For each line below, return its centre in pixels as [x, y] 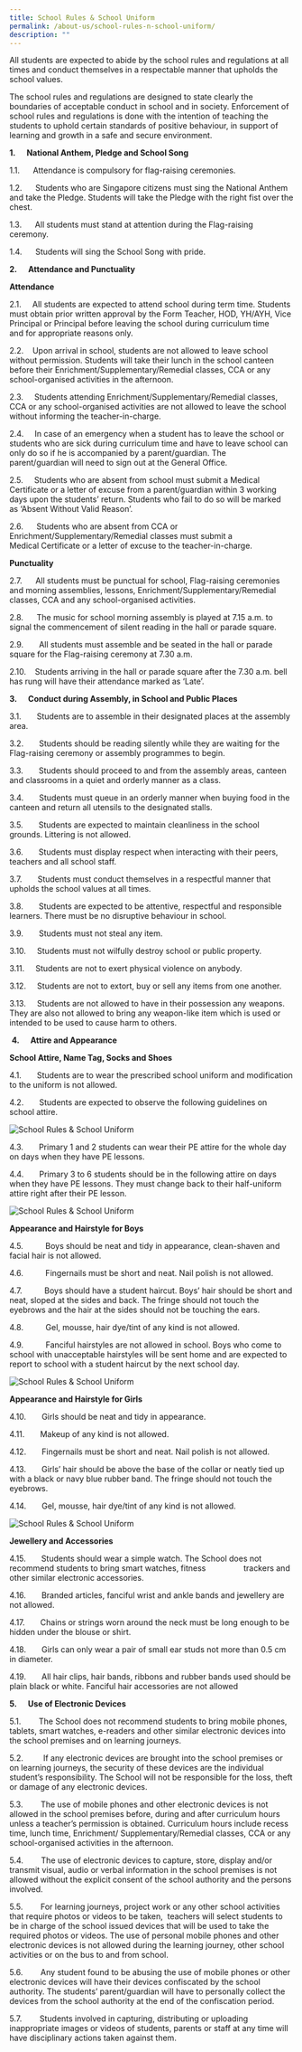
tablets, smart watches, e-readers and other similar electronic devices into [147, 1731]
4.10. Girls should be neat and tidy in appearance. [108, 1417]
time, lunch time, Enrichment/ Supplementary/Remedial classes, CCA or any [150, 1833]
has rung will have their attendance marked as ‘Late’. [107, 681]
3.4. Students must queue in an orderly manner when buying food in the [150, 798]
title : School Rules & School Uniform [82, 18]
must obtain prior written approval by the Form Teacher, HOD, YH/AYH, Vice [150, 314]
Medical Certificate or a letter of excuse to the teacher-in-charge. [131, 546]
